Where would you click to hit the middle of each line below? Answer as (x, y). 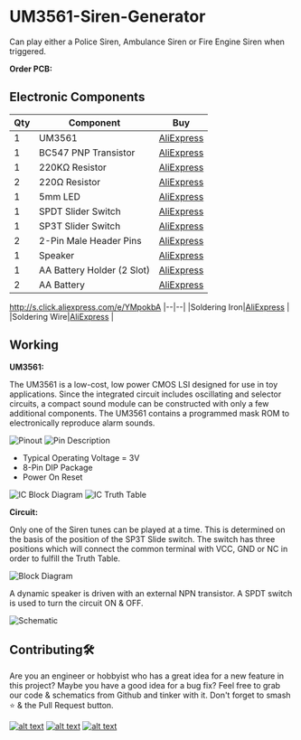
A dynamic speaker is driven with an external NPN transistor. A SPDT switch (151, 593)
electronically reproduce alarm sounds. (82, 423)
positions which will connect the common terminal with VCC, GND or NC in (149, 548)
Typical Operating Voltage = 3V (81, 457)
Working (34, 345)
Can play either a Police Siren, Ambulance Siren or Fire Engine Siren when (147, 42)
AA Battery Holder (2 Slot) (95, 270)
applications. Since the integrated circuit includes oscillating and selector (146, 394)
